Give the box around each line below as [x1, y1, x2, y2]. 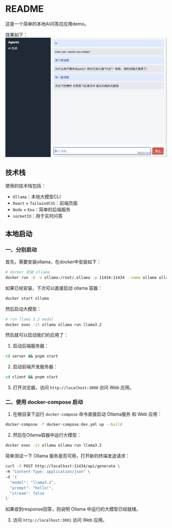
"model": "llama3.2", [10, 480, 56, 485]
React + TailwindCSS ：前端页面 [12, 200, 78, 206]
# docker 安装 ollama [5, 270, 50, 275]
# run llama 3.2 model [5, 317, 54, 322]
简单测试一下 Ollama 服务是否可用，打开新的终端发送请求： [5, 453, 131, 459]
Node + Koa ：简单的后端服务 [12, 206, 71, 213]
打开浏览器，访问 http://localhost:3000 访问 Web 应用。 [12, 384, 134, 390]
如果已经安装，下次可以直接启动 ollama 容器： [5, 285, 103, 291]
